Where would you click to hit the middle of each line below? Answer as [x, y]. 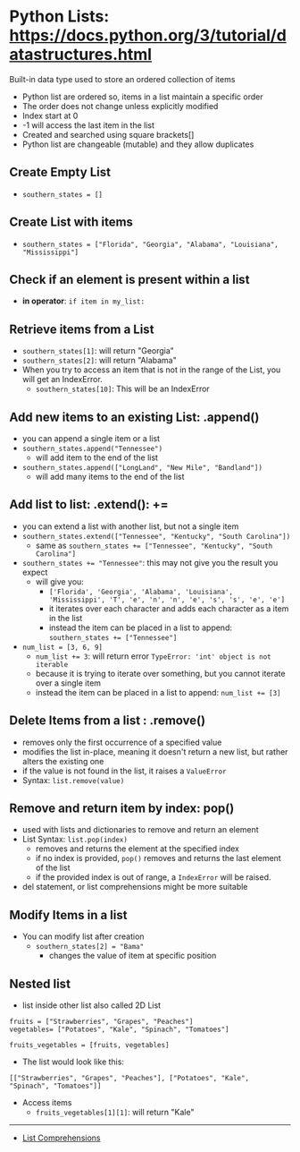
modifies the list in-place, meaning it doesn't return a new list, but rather [155, 751]
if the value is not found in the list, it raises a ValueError [124, 771]
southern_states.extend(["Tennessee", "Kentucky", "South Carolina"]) [156, 536]
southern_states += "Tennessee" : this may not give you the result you [150, 562]
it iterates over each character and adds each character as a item [169, 608]
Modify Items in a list [68, 915]
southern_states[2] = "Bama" [90, 947]
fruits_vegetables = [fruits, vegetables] [89, 1045]
